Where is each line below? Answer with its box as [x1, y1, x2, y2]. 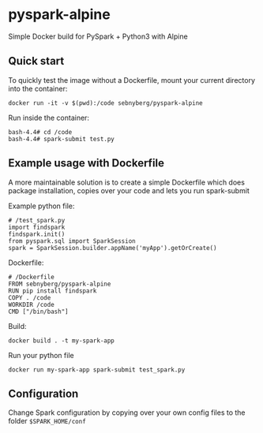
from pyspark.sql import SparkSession [8, 237, 136, 245]
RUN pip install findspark [8, 286, 97, 295]
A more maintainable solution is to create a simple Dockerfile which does [8, 177, 245, 187]
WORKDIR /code [8, 300, 55, 308]
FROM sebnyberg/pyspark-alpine [8, 280, 111, 288]
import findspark [8, 223, 66, 231]
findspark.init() [8, 230, 66, 238]
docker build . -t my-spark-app [8, 337, 115, 345]
